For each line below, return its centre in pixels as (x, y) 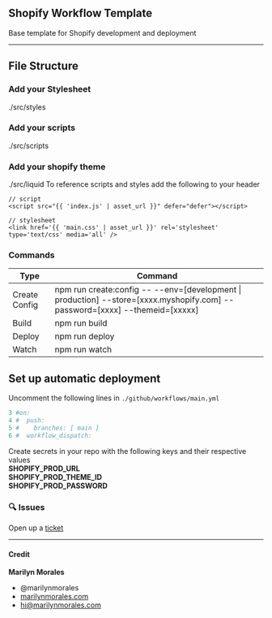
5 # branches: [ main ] (54, 428)
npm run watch (83, 350)
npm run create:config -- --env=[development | (148, 290)
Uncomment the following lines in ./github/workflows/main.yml (114, 398)
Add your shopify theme (57, 166)
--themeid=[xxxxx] (161, 310)
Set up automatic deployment (85, 378)
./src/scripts (29, 145)
